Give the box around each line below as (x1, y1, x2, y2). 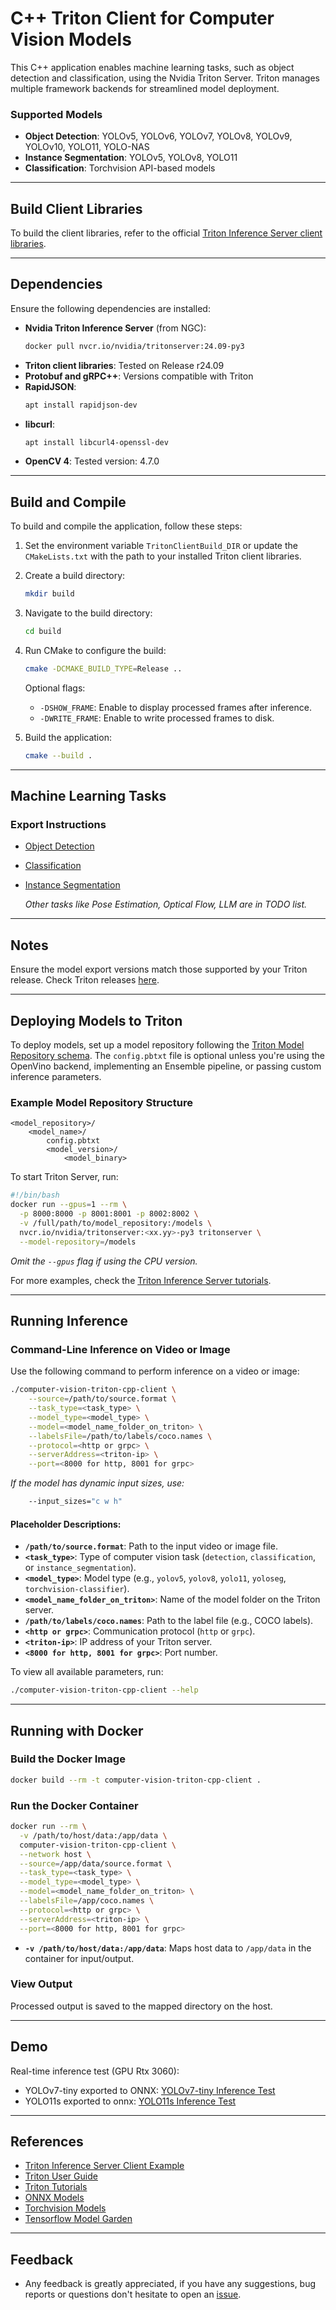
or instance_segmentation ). (24, 1562, 137, 1574)
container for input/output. (24, 1952, 135, 1964)
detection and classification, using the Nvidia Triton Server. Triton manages (10, 72, 320, 84)
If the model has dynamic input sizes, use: (10, 1477, 185, 1489)
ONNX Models (24, 2192, 85, 2204)
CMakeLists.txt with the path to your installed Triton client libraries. (24, 550, 302, 562)
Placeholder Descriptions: (10, 1518, 122, 1530)
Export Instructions (10, 818, 107, 832)
